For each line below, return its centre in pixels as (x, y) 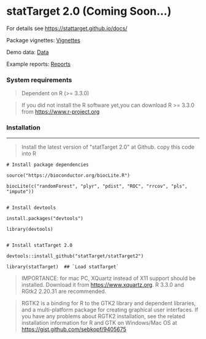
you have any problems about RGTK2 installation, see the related (103, 316)
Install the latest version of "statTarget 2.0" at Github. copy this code (108, 147)
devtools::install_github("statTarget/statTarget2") (75, 256)
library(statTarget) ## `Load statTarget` (63, 267)
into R (29, 153)
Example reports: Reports (38, 64)
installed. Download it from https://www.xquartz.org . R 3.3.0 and (103, 284)
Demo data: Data (28, 52)
